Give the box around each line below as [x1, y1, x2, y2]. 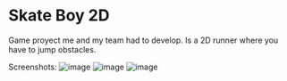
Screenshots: [8, 61, 57, 72]
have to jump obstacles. [8, 44, 97, 54]
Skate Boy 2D [8, 5, 110, 26]
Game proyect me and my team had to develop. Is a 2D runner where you [8, 35, 279, 45]
